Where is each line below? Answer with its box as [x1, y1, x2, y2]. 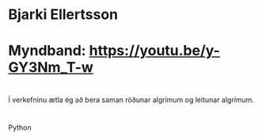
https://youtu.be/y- [89, 42, 220, 60]
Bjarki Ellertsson [8, 6, 119, 24]
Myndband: [8, 42, 86, 60]
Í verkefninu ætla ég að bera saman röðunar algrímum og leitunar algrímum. [8, 95, 255, 104]
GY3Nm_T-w [8, 59, 93, 77]
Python [8, 123, 32, 132]
